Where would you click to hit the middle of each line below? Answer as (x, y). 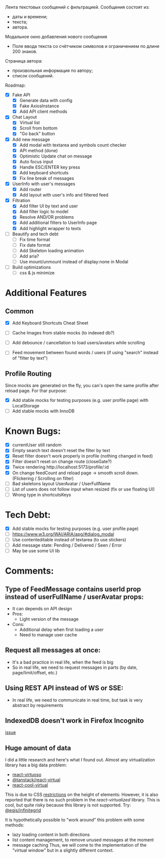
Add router (30, 190)
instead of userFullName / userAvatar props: (74, 597)
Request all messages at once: (53, 650)
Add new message (31, 139)
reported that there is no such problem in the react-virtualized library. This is (82, 800)
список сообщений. (33, 76)
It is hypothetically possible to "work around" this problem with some (75, 820)
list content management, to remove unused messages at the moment (83, 840)
